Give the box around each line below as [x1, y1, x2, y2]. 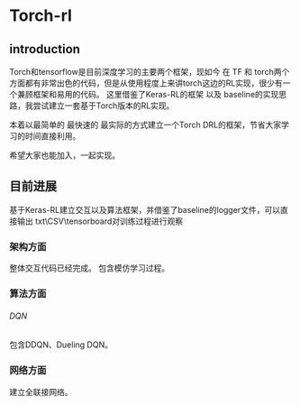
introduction [9, 42, 81, 57]
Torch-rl [9, 5, 72, 26]
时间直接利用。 [24, 131, 81, 141]
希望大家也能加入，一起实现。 [9, 150, 120, 161]
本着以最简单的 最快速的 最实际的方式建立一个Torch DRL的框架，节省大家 [9, 119, 282, 130]
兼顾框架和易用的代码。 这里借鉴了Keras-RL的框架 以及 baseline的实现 [16, 89, 279, 99]
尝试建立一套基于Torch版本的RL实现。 [32, 100, 175, 111]
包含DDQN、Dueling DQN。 [9, 339, 113, 350]
